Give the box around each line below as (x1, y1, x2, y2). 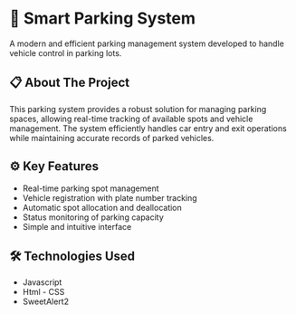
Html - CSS (22, 287, 65, 298)
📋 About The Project (9, 75, 129, 90)
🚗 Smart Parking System (9, 8, 196, 29)
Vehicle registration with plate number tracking (22, 192, 197, 203)
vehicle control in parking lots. (9, 47, 122, 58)
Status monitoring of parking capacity (22, 212, 165, 223)
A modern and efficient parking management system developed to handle (9, 38, 285, 49)
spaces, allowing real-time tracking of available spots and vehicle (9, 113, 253, 124)
